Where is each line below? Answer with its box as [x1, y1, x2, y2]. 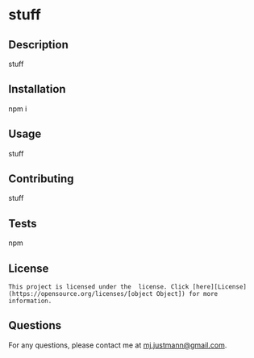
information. [8, 297, 52, 306]
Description [8, 38, 69, 52]
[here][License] [192, 283, 248, 291]
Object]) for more [156, 290, 219, 298]
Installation [8, 82, 66, 96]
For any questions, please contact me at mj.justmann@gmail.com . [8, 340, 227, 350]
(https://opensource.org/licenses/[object [8, 290, 153, 298]
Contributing [8, 172, 74, 186]
